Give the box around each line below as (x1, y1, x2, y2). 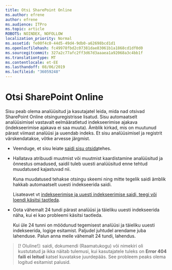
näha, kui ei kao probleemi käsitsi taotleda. (12, 212, 103, 218)
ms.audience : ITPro (5, 21, 47, 27)
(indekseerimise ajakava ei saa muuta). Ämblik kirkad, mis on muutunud (5, 124, 157, 130)
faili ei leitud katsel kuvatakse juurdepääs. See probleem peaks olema (17, 254, 166, 260)
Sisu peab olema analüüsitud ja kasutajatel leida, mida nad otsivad (5, 108, 145, 114)
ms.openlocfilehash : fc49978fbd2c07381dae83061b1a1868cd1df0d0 (5, 46, 143, 51)
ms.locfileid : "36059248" (5, 70, 60, 75)
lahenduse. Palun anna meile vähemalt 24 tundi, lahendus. (12, 233, 136, 239)
